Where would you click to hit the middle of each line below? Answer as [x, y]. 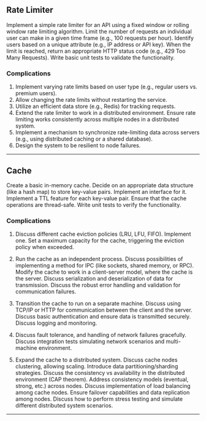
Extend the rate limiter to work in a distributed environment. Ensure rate [105, 113]
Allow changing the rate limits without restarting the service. [91, 100]
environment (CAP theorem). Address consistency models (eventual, [102, 379]
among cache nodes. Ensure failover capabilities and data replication [102, 393]
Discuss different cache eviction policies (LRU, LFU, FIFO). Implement [103, 234]
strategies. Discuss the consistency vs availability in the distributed [100, 373]
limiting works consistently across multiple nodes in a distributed [97, 120]
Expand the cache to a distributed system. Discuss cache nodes [96, 360]
